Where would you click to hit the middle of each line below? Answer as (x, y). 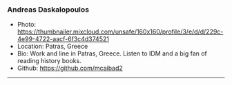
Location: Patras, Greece (52, 47)
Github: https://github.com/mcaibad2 (70, 68)
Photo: (27, 25)
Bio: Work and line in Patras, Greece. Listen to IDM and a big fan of (112, 53)
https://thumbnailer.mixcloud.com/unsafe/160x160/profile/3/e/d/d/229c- (120, 32)
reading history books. (49, 61)
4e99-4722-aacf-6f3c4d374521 (63, 39)
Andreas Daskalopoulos (48, 10)
